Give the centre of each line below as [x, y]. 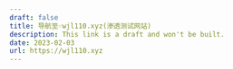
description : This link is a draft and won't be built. [117, 34]
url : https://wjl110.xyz [56, 51]
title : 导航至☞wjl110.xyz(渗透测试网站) [81, 26]
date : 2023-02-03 [42, 43]
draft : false [34, 17]
